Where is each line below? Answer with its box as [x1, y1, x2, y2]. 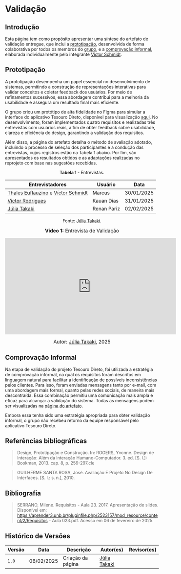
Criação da [62, 554, 88, 561]
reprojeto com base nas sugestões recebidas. [5, 160, 97, 166]
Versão [7, 547, 25, 553]
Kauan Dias [92, 197, 119, 204]
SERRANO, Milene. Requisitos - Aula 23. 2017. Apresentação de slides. [17, 502, 159, 508]
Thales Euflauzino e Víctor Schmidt [7, 189, 88, 196]
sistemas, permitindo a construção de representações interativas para [5, 84, 146, 90]
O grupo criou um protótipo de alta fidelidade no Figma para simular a [5, 109, 145, 115]
